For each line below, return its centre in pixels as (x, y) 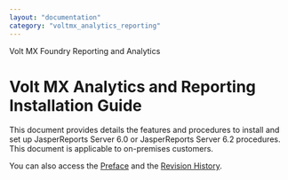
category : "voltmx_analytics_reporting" (85, 26)
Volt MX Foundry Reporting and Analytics (85, 51)
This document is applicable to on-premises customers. (111, 149)
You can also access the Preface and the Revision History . (116, 166)
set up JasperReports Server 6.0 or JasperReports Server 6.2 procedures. (145, 139)
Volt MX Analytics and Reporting (132, 86)
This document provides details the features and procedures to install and (144, 130)
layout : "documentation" (55, 17)
